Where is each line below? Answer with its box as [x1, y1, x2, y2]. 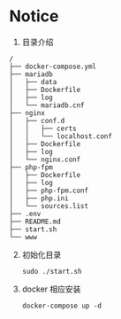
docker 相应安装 [21, 284, 81, 294]
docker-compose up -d [21, 301, 102, 310]
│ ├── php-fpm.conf [9, 186, 89, 195]
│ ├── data [9, 77, 57, 86]
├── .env [9, 209, 42, 218]
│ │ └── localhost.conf [9, 131, 113, 141]
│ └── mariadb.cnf [9, 100, 86, 110]
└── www [9, 232, 38, 241]
